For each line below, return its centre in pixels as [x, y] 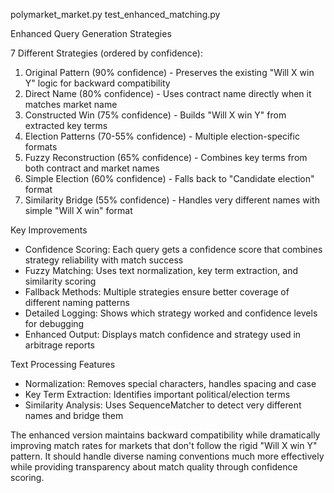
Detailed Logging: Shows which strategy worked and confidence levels [171, 313]
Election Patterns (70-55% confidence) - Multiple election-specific [162, 136]
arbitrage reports [59, 345]
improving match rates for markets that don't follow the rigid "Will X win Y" [164, 445]
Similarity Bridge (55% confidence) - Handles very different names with [172, 200]
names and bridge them [74, 415]
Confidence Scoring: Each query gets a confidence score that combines [173, 249]
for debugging [54, 323]
